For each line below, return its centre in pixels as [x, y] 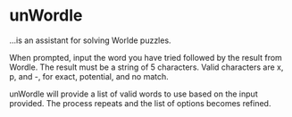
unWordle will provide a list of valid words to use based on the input [133, 94]
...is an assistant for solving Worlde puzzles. [90, 40]
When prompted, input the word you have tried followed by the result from [146, 57]
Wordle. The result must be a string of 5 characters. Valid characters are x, [146, 67]
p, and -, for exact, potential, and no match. [89, 76]
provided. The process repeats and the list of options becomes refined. [140, 103]
